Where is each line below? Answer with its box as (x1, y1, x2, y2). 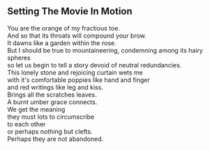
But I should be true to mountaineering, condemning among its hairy (7, 46, 204, 54)
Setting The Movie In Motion (7, 6, 133, 17)
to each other (7, 119, 46, 128)
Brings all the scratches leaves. (7, 90, 97, 99)
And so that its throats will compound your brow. (7, 31, 147, 40)
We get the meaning (7, 105, 66, 113)
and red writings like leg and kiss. (7, 83, 103, 91)
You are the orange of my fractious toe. (7, 24, 121, 32)
